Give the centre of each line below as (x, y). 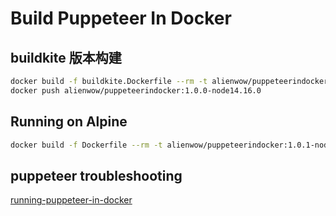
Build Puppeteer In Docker (121, 18)
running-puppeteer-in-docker (71, 200)
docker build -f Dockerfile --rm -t (86, 145)
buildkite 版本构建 (66, 57)
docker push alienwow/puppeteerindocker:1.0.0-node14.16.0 (136, 90)
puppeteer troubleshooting (96, 175)
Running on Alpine (69, 122)
